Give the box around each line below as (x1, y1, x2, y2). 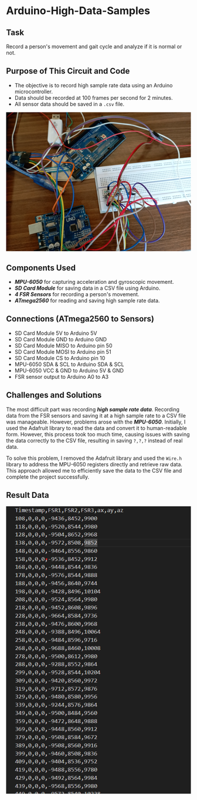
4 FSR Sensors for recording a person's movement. (14, 291, 140, 298)
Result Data (6, 490, 49, 500)
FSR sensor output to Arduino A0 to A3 (14, 373, 109, 380)
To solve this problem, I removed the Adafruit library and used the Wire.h (6, 455, 182, 462)
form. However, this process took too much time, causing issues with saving (6, 430, 190, 438)
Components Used (6, 263, 76, 273)
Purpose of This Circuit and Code (6, 66, 130, 76)
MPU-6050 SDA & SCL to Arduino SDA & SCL (14, 361, 124, 368)
